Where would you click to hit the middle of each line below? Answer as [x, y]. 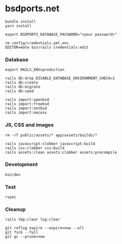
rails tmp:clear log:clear [33, 220]
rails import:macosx [26, 113]
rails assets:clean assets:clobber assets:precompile [61, 152]
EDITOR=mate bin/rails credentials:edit [47, 47]
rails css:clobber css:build [35, 148]
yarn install [18, 26]
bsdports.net [32, 9]
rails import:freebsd [27, 104]
